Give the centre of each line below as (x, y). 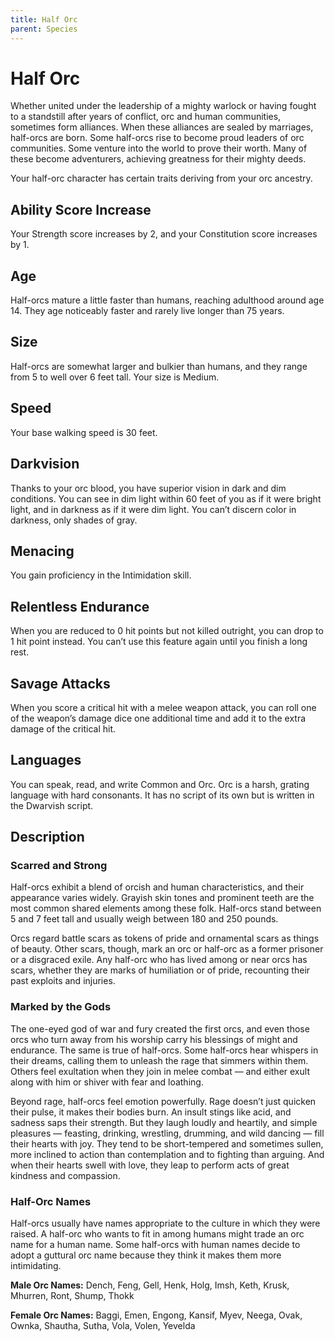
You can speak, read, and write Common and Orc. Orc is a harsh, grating (160, 784)
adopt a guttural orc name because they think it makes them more (146, 1255)
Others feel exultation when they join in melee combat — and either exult (160, 1071)
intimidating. (36, 1266)
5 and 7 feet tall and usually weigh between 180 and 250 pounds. (144, 919)
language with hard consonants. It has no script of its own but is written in (162, 795)
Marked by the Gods (61, 1007)
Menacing (42, 551)
